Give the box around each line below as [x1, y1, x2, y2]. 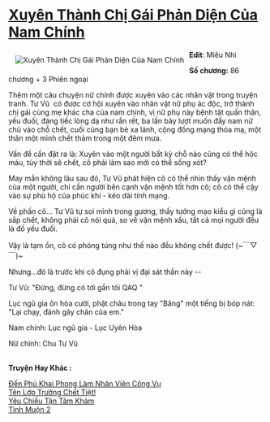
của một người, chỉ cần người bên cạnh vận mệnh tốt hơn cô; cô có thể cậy [8, 181, 259, 192]
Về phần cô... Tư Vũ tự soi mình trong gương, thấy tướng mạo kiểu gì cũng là [8, 206, 263, 216]
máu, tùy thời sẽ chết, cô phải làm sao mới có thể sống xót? [8, 157, 207, 167]
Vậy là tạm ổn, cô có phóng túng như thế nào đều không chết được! [8, 240, 234, 250]
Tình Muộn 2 [8, 404, 51, 414]
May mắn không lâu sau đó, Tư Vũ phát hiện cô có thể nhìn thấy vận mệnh [8, 173, 257, 183]
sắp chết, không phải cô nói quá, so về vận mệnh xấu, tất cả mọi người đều [8, 215, 259, 224]
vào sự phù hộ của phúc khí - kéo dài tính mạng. [8, 190, 170, 200]
